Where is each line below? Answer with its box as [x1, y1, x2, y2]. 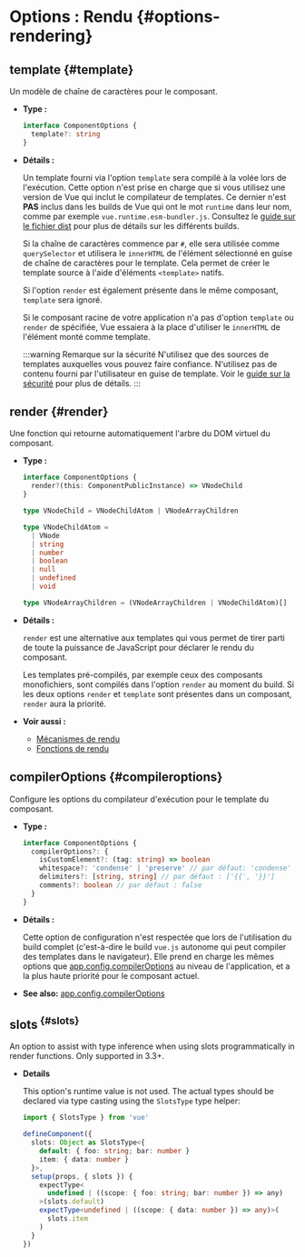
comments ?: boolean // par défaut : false [39, 881, 202, 890]
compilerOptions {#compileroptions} [9, 770, 223, 785]
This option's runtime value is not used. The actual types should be [22, 1086, 274, 1097]
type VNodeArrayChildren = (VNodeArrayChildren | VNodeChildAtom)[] [22, 598, 288, 607]
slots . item [46, 1214, 89, 1223]
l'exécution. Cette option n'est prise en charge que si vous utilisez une [22, 182, 286, 193]
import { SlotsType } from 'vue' [22, 1113, 150, 1122]
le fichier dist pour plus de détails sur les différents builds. [22, 220, 240, 231]
